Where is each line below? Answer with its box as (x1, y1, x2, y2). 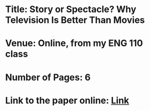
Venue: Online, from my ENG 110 (5, 38, 143, 49)
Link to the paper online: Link (5, 95, 130, 106)
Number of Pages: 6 (5, 71, 91, 83)
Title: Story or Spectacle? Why (5, 4, 136, 15)
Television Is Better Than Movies (5, 14, 145, 26)
